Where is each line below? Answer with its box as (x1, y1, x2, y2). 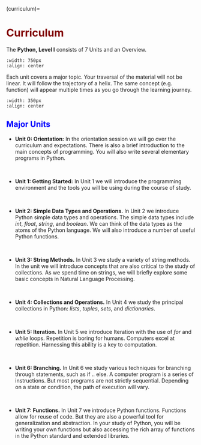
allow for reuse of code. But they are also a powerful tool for (14, 413, 164, 420)
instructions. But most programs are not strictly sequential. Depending (14, 377, 189, 384)
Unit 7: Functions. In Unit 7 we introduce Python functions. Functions (14, 407, 187, 414)
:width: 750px (6, 57, 42, 64)
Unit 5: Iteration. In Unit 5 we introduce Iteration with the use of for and (14, 328, 192, 335)
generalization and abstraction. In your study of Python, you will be (14, 419, 181, 426)
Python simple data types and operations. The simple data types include (14, 213, 194, 221)
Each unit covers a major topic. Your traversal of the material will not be (6, 73, 183, 80)
